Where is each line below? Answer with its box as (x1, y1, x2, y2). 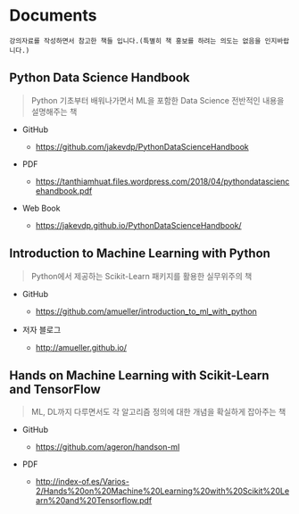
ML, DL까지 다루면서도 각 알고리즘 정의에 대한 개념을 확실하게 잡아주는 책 (30, 407, 287, 418)
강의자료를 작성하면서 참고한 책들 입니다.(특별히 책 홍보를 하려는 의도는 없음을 (9, 37, 262, 46)
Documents (9, 5, 97, 26)
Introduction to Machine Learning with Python (9, 246, 270, 261)
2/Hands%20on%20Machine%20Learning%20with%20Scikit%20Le (35, 485, 290, 496)
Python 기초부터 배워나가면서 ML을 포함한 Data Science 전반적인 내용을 (30, 95, 285, 105)
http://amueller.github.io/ (35, 342, 128, 352)
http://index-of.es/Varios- (35, 477, 129, 487)
